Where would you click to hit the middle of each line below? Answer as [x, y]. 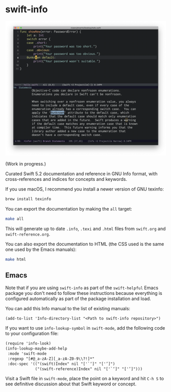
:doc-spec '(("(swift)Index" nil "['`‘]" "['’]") [61, 364]
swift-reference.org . [28, 234]
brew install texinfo [28, 199]
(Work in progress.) [26, 164]
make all [15, 219]
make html [16, 259]
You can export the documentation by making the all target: [69, 209]
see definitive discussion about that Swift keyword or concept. [71, 384]
